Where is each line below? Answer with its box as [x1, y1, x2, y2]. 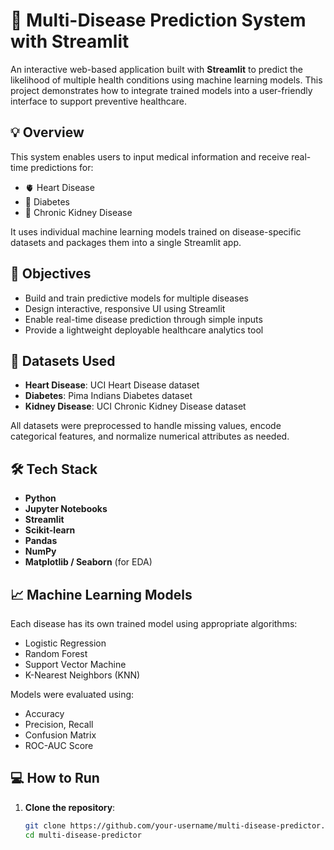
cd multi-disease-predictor [24, 830, 142, 840]
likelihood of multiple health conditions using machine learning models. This [10, 74, 323, 86]
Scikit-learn [24, 524, 76, 536]
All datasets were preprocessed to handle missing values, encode [10, 420, 282, 432]
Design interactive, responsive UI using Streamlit [24, 302, 226, 314]
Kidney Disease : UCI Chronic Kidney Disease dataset [24, 400, 247, 413]
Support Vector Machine [24, 659, 127, 670]
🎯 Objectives [10, 265, 92, 283]
